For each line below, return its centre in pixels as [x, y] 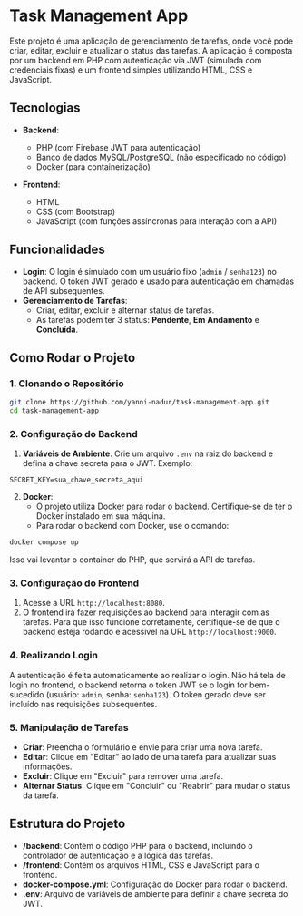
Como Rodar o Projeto [73, 358]
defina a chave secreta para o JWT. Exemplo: [108, 463]
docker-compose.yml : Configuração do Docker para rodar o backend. [155, 884]
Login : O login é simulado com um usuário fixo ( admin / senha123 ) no [149, 271]
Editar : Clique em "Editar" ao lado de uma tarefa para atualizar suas [149, 757]
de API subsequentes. [64, 290]
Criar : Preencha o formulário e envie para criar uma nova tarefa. [142, 747]
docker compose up [44, 542]
